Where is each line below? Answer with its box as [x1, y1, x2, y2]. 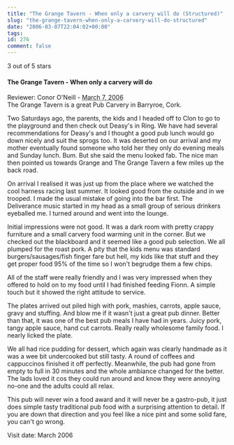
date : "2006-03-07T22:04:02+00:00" [7, 23, 111, 30]
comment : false [7, 43, 52, 50]
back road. [7, 166, 38, 174]
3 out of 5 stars [7, 62, 52, 70]
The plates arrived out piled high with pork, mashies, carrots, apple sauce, [7, 301, 221, 310]
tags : [7, 29, 23, 37]
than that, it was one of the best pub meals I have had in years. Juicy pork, [7, 317, 222, 325]
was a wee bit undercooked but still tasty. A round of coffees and [7, 352, 195, 361]
